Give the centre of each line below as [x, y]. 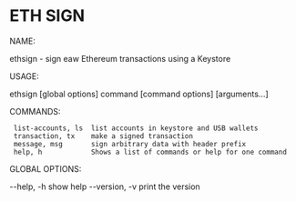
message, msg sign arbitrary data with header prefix [130, 144]
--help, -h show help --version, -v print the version [105, 186]
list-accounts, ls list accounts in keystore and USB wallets [136, 128]
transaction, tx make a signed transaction [103, 136]
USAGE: [24, 76]
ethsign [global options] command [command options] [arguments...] [139, 94]
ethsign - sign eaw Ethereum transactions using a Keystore [120, 58]
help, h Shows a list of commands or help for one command [150, 152]
